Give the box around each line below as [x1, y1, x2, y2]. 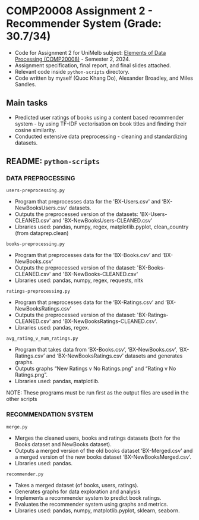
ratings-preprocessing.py [6, 289, 70, 295]
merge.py [6, 424, 28, 430]
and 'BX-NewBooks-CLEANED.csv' [52, 271, 138, 278]
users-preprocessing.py [6, 187, 65, 194]
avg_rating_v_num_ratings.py [6, 336, 78, 342]
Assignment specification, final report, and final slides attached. [14, 61, 171, 69]
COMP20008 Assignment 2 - [6, 4, 153, 18]
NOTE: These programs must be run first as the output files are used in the [6, 389, 189, 396]
